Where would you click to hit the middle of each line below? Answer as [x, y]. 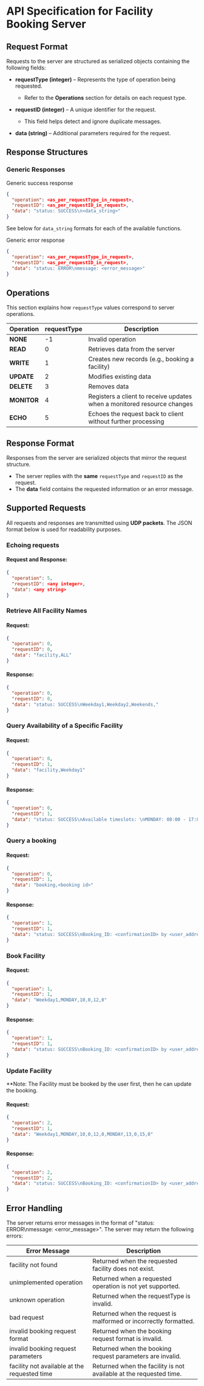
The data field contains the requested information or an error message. [104, 489]
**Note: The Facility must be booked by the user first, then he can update [99, 1084]
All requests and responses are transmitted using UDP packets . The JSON [99, 522]
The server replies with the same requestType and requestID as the [99, 476]
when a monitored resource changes [140, 404]
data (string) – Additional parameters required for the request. [93, 133]
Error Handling [34, 1208]
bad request [27, 1317]
